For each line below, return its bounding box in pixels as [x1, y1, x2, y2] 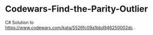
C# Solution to [5, 19, 34, 25]
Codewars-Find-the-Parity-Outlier [5, 3, 148, 15]
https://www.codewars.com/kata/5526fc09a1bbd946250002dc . [5, 24, 136, 30]
